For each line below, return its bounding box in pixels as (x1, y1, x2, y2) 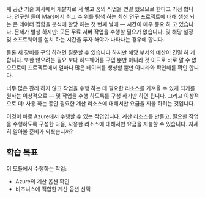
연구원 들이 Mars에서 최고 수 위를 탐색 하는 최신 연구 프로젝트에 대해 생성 (14, 13, 188, 20)
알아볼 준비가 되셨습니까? (12, 128, 73, 135)
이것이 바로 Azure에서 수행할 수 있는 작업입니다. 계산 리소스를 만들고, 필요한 (6, 113, 188, 120)
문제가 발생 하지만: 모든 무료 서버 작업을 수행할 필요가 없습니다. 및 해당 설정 (14, 28, 194, 35)
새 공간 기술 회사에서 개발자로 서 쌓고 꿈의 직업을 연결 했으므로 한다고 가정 (6, 5, 182, 12)
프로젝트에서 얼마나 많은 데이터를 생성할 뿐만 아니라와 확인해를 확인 (27, 64, 188, 71)
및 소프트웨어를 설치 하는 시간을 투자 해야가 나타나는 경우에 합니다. (6, 36, 165, 43)
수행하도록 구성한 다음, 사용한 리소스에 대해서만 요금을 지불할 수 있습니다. (12, 121, 188, 127)
